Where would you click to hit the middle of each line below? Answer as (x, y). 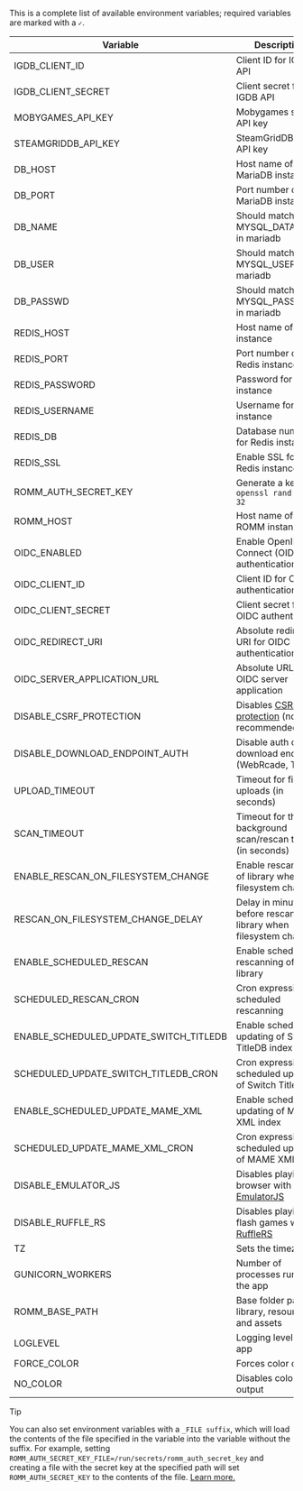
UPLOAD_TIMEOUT (55, 791)
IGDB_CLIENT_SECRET (62, 92)
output (250, 1390)
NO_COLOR (38, 1384)
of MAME (256, 1160)
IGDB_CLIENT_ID (49, 65)
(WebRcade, (262, 764)
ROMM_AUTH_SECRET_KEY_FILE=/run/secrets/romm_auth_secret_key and (137, 1458)
